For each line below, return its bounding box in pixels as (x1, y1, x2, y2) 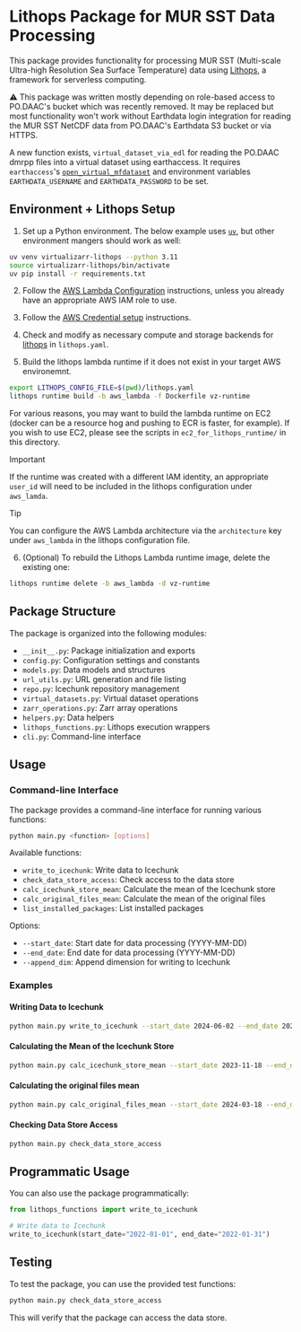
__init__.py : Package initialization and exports (21, 644, 195, 656)
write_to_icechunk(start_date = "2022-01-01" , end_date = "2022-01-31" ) (9, 1230, 271, 1240)
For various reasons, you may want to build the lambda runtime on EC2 (9, 408, 271, 419)
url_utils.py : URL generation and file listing (21, 673, 186, 684)
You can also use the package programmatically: (9, 1187, 190, 1199)
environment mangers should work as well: (21, 235, 182, 246)
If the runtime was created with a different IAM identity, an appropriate (9, 471, 269, 482)
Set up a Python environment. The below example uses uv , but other (21, 225, 275, 236)
